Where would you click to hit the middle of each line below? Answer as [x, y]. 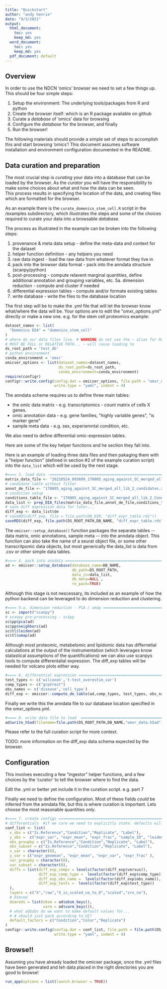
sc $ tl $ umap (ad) [21, 636]
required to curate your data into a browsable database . [62, 219]
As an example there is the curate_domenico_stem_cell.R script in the [76, 208]
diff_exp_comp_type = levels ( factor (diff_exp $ [89, 874]
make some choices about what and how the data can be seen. [70, 188]
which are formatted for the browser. [43, 199]
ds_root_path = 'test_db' [32, 349]
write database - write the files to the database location [69, 296]
